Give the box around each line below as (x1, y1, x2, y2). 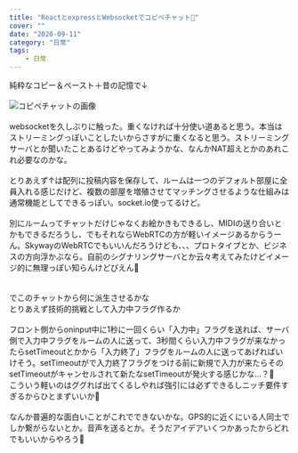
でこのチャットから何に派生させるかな (9, 293, 149, 303)
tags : (9, 46, 29, 55)
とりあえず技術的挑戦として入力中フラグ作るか (9, 303, 181, 314)
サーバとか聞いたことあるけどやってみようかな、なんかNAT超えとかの (9, 143, 267, 154)
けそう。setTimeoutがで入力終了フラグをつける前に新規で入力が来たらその (9, 358, 284, 368)
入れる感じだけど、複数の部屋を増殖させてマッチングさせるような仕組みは (16, 186, 290, 197)
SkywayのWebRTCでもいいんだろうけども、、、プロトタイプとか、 (24, 240, 264, 250)
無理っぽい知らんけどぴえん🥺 (32, 263, 140, 272)
